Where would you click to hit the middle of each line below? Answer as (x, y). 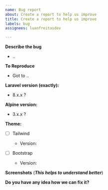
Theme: (13, 124)
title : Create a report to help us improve (51, 19)
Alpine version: (21, 104)
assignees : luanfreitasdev (33, 28)
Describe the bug (23, 47)
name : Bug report (23, 10)
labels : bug (17, 24)
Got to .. (20, 76)
